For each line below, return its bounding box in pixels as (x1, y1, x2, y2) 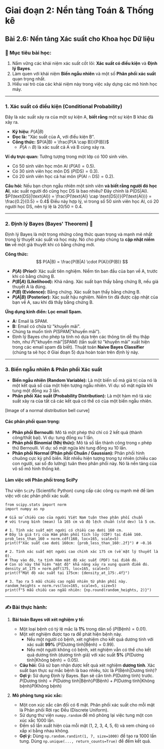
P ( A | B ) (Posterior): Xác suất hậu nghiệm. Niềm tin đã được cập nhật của (12, 294, 158, 300)
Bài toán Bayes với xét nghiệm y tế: (12, 617, 84, 623)
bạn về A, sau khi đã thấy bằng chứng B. (12, 299, 94, 305)
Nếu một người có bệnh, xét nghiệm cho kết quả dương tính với (26, 636, 154, 642)
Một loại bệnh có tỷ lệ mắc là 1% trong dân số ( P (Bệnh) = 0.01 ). (19, 626, 147, 632)
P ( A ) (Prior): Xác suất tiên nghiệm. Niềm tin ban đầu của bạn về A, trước (12, 268, 158, 274)
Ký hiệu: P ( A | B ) (12, 129, 44, 135)
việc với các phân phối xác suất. (5, 493, 70, 499)
